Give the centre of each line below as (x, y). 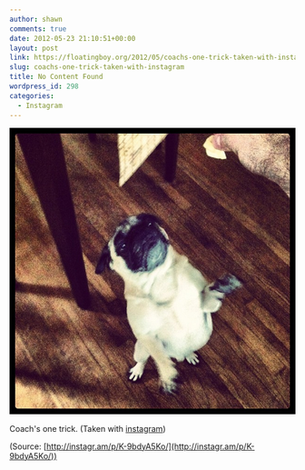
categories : (32, 95)
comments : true (38, 29)
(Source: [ (28, 446)
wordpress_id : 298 (44, 86)
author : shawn (36, 19)
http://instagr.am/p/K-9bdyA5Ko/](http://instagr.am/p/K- (151, 446)
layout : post (34, 48)
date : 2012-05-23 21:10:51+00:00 (73, 38)
